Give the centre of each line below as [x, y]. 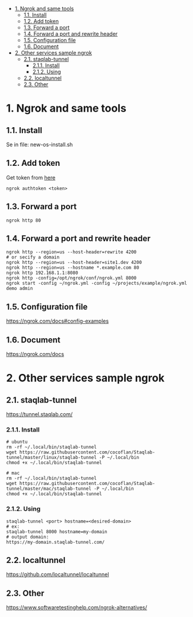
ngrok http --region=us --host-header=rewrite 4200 [71, 252]
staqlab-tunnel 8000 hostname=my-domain [57, 531]
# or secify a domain [33, 257]
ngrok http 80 [24, 220]
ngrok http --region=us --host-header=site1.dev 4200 [74, 263]
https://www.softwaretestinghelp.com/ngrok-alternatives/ [77, 607]
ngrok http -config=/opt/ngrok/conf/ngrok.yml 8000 [71, 278]
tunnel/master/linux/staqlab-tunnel [51, 458]
